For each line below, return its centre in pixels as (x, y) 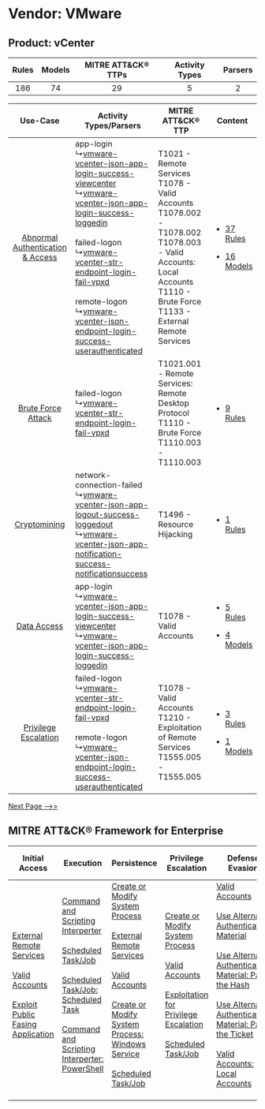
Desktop (174, 403)
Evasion (243, 868)
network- (93, 475)
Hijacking (175, 534)
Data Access (40, 626)
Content (232, 121)
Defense (244, 858)
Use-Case (39, 121)
